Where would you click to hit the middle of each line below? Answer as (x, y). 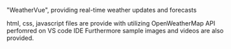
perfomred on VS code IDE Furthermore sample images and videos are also (115, 31)
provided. (20, 38)
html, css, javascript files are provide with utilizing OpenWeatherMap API (111, 23)
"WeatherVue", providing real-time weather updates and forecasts (102, 10)
